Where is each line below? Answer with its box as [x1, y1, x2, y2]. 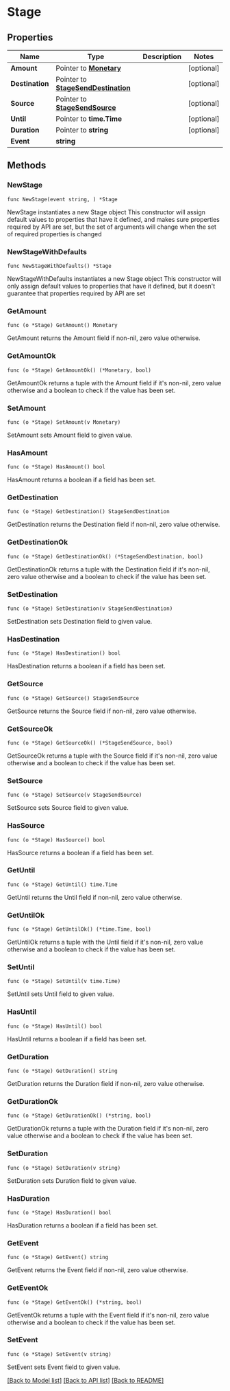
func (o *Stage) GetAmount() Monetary [7, 322, 118, 329]
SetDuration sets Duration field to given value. [7, 1176, 137, 1185]
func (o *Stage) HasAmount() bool [7, 464, 106, 471]
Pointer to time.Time [55, 114, 122, 124]
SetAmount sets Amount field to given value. [7, 431, 133, 439]
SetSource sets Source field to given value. [7, 804, 129, 812]
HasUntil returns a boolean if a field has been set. [7, 1034, 147, 1043]
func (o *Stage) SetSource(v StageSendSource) [7, 791, 142, 799]
